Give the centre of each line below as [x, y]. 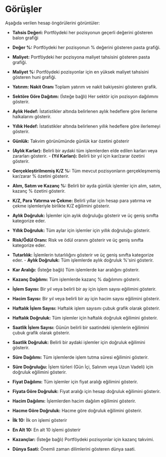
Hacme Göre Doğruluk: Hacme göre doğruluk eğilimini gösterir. [77, 410]
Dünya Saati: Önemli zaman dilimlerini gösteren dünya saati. [74, 449]
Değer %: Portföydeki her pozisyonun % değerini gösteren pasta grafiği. [86, 47]
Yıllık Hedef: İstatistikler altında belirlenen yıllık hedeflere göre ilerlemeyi [86, 126]
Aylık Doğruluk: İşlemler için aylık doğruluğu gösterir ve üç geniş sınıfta [85, 215]
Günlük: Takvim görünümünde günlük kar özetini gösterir [71, 141]
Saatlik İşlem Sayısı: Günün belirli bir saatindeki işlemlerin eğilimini [81, 327]
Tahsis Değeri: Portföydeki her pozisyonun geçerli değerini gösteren [82, 32]
